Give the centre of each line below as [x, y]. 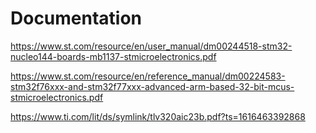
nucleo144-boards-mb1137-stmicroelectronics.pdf [113, 56]
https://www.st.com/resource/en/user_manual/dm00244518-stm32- [151, 46]
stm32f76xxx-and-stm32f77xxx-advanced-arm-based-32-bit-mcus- [152, 86]
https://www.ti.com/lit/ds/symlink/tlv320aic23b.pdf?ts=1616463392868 [158, 116]
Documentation [76, 18]
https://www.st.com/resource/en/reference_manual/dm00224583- [148, 76]
